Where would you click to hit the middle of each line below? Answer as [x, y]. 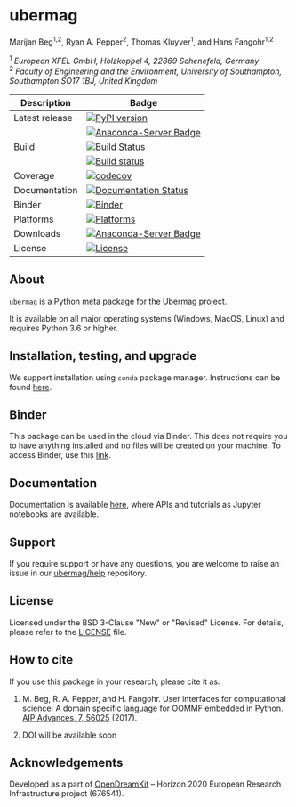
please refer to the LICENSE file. [68, 632]
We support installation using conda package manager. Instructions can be [145, 377]
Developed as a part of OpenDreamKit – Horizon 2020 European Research [145, 784]
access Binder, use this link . [60, 455]
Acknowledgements [66, 762]
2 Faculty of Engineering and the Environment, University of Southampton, [146, 70]
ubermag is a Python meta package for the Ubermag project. [118, 301]
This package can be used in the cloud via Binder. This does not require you [148, 436]
